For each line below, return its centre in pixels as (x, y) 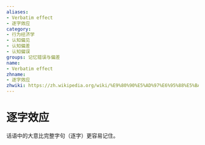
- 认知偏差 (18, 46)
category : (19, 29)
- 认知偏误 (18, 52)
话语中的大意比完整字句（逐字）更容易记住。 (63, 135)
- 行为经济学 (20, 35)
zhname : (16, 74)
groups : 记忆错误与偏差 (33, 57)
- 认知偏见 (18, 40)
